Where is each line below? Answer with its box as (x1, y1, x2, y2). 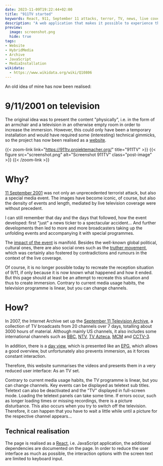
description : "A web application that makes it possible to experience (5, 20, 153, 26)
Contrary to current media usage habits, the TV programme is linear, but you (5, 377, 158, 383)
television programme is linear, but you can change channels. (5, 285, 128, 291)
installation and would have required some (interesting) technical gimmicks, (5, 132, 156, 138)
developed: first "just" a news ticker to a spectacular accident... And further (5, 220, 156, 225)
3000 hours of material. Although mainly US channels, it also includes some (5, 328, 157, 334)
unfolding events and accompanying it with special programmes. (5, 230, 134, 236)
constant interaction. (5, 353, 47, 359)
